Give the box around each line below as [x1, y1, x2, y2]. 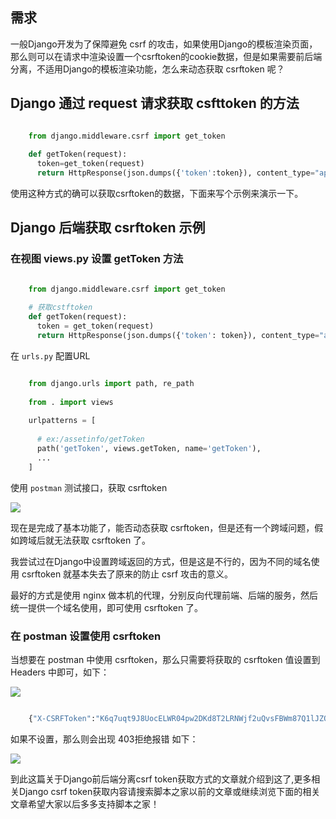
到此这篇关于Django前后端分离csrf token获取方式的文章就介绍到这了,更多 [10, 773, 312, 785]
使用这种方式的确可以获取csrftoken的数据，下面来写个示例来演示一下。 [10, 188, 304, 199]
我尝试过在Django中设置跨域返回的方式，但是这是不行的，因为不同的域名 [10, 555, 312, 567]
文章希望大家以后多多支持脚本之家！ [10, 798, 160, 810]
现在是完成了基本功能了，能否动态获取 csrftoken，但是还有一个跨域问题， [10, 521, 315, 533]
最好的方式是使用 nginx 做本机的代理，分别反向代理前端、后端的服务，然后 [10, 589, 319, 601]
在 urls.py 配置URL [10, 349, 91, 362]
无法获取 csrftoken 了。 [53, 534, 152, 546]
